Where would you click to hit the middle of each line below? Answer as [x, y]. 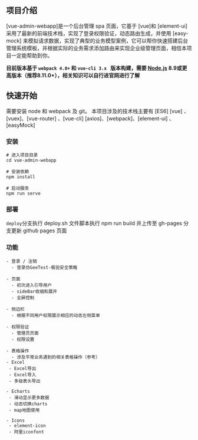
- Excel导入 [22, 375]
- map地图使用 [24, 410]
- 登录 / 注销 [22, 261]
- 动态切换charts [28, 404]
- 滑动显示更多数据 [29, 398]
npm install [21, 177]
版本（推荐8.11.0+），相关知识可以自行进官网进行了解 [75, 75]
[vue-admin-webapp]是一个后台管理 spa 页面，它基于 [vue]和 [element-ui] [97, 26]
